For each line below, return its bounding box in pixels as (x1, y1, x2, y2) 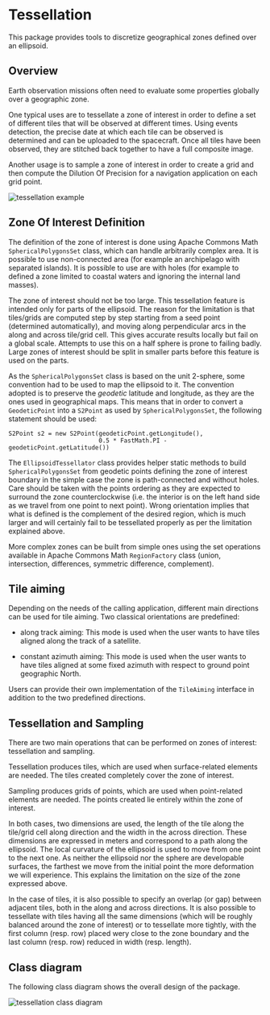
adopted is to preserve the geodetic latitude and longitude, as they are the (8, 388, 255, 398)
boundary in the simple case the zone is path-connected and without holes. (8, 474, 260, 484)
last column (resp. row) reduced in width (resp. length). (8, 937, 192, 947)
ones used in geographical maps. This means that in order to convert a (8, 396, 243, 406)
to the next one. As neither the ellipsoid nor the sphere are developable (8, 853, 244, 863)
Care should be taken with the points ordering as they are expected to (8, 483, 241, 493)
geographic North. (19, 669, 82, 678)
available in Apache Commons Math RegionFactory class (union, (8, 550, 222, 560)
